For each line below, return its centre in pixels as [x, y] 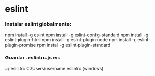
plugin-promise [20, 45]
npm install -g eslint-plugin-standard [74, 45]
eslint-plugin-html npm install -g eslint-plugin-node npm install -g [71, 40]
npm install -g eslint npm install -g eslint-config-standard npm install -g [77, 35]
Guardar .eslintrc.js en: [33, 58]
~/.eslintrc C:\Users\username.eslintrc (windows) [54, 68]
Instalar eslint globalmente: [38, 24]
